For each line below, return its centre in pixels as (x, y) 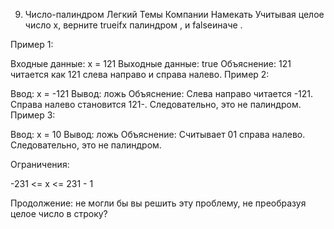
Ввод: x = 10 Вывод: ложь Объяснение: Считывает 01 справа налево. (158, 134)
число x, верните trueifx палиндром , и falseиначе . (133, 25)
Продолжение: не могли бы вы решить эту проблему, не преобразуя (158, 203)
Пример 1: (32, 44)
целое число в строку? (59, 213)
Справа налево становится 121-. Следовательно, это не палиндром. (156, 104)
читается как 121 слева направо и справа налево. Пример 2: (140, 74)
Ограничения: (40, 164)
